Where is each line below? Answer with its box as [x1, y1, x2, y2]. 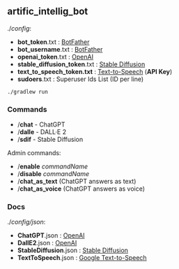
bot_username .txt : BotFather [17, 45, 103, 53]
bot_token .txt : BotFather [17, 38, 90, 46]
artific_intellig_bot [7, 6, 88, 17]
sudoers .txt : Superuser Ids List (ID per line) [17, 75, 144, 83]
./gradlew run [7, 88, 49, 95]
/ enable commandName [17, 162, 88, 170]
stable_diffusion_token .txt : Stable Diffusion [17, 59, 146, 68]
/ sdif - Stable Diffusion [17, 136, 84, 144]
